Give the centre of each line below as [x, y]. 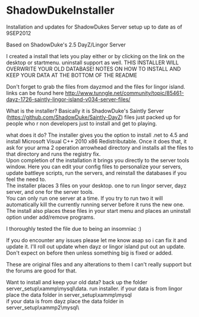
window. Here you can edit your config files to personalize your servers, [94, 167]
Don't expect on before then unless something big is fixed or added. [90, 253]
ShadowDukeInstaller [60, 10]
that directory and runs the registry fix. [53, 154]
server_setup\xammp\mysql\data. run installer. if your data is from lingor [94, 288]
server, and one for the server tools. [50, 192]
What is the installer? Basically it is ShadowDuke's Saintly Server [85, 111]
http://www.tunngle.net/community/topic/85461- [124, 93]
